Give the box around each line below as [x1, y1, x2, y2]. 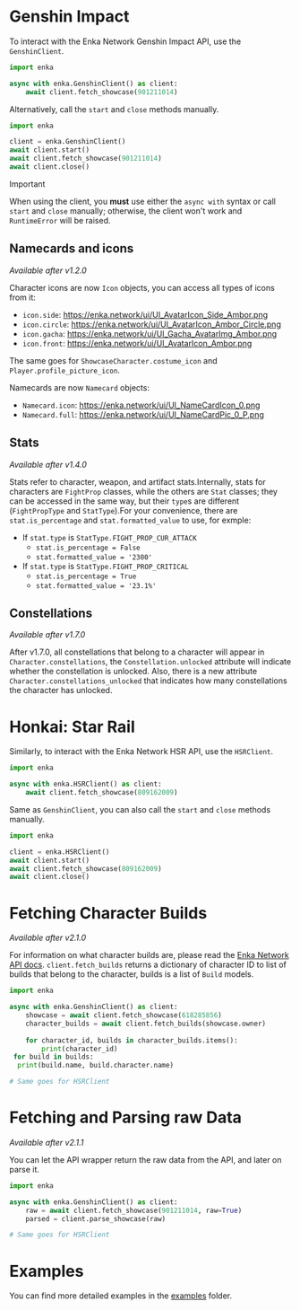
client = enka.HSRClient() [9, 847, 110, 857]
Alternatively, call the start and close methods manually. [9, 103, 219, 114]
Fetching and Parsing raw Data [9, 1107, 242, 1128]
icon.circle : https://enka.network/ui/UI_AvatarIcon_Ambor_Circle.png [21, 319, 282, 330]
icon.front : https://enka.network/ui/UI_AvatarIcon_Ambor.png [21, 338, 253, 348]
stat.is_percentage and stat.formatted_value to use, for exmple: [9, 514, 252, 525]
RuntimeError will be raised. [9, 215, 111, 225]
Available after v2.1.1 [9, 1137, 84, 1147]
